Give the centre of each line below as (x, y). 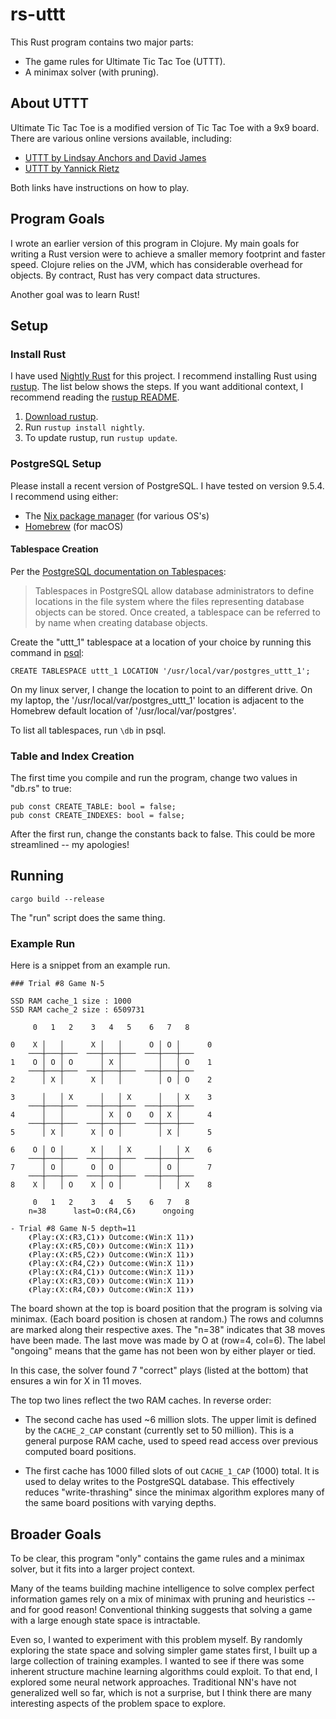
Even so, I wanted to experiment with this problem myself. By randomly (156, 1639)
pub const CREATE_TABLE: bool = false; (93, 807)
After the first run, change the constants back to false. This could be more (163, 834)
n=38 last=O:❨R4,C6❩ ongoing (111, 1211)
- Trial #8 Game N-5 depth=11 (73, 1229)
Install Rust (38, 354)
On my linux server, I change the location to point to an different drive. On (161, 689)
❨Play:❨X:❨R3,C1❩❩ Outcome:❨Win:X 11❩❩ (111, 1238)
